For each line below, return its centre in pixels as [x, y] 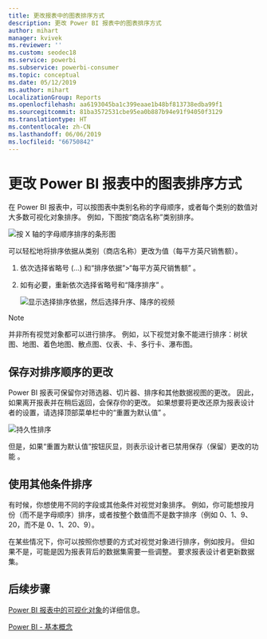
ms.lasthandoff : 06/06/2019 [55, 134]
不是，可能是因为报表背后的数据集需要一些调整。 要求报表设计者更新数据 [135, 552]
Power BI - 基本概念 [41, 626]
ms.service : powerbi [43, 61]
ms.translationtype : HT [48, 120]
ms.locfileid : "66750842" [51, 142]
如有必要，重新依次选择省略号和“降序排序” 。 [94, 285]
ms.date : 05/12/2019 [43, 82]
